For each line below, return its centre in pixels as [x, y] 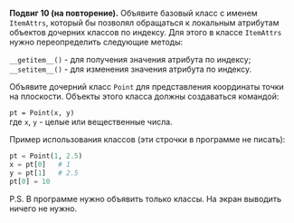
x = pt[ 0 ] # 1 [40, 164]
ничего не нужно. [43, 208]
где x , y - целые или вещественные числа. [91, 122]
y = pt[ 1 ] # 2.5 [44, 173]
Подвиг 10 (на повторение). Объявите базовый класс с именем [133, 13]
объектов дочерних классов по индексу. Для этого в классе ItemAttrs [146, 32]
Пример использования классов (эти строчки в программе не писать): [147, 139]
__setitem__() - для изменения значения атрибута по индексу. [131, 69]
